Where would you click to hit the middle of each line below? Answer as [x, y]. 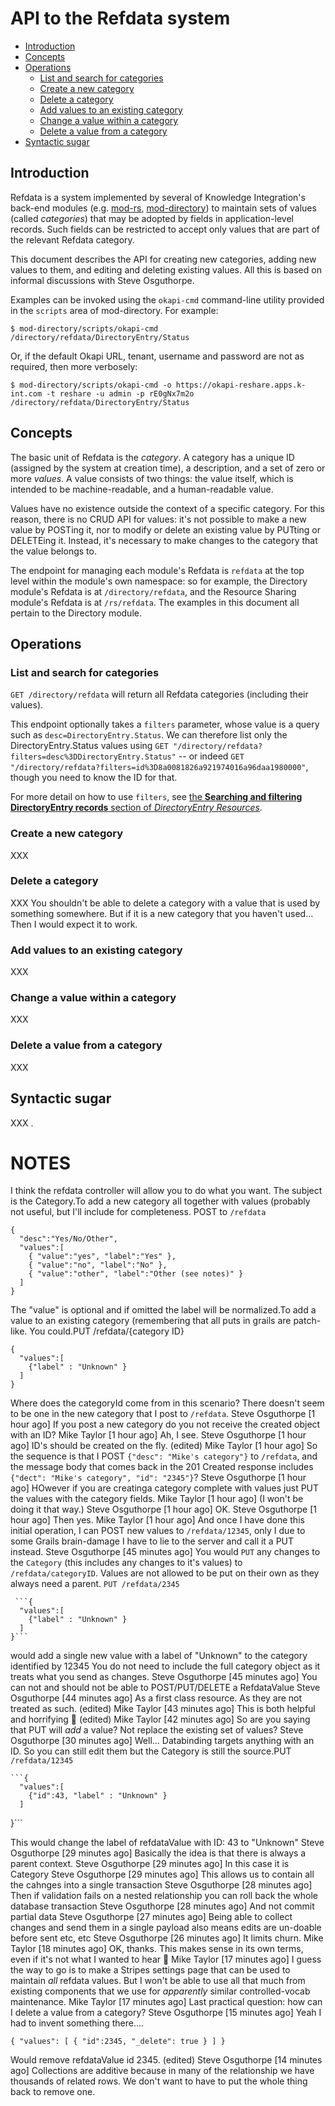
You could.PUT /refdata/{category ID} [107, 1331]
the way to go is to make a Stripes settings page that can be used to [150, 1970]
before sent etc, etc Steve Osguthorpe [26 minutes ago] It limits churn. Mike [167, 1938]
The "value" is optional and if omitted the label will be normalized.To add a [163, 1310]
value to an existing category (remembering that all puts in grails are [151, 1321]
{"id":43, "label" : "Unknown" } [98, 1796]
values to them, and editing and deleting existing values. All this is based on [166, 269]
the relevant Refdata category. [72, 239]
